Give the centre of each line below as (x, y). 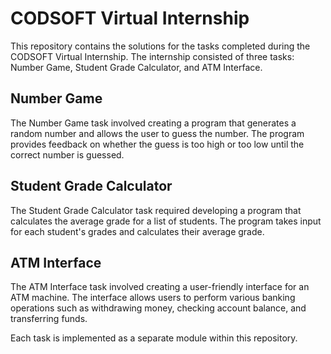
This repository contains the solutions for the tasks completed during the (160, 46)
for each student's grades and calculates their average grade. (137, 231)
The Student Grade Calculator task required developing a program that (156, 210)
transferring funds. (49, 319)
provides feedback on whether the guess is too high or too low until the (157, 144)
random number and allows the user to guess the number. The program (157, 133)
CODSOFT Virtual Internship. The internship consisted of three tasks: (152, 56)
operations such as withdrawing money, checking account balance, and (158, 308)
